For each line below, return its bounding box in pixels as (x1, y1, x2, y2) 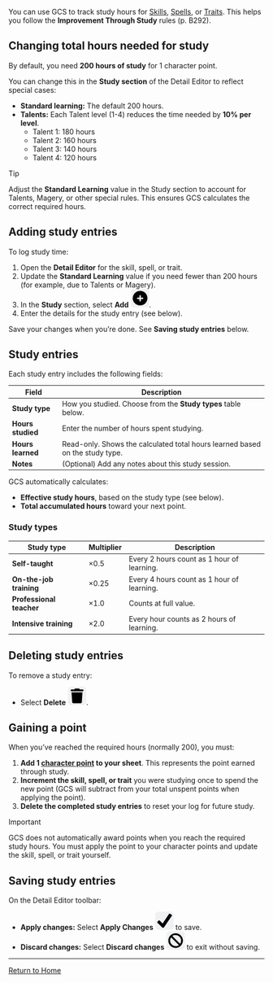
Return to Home (8, 966, 62, 976)
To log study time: (8, 247, 69, 256)
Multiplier (88, 543, 122, 553)
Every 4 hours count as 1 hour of (128, 574, 240, 584)
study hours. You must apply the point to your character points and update (8, 841, 258, 851)
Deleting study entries (8, 649, 124, 662)
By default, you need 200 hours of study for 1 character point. (8, 60, 218, 70)
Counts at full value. (128, 598, 196, 609)
